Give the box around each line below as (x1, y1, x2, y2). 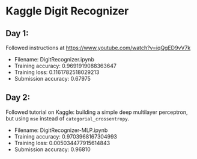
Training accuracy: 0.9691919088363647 (14, 62, 117, 69)
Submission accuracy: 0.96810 (14, 146, 91, 153)
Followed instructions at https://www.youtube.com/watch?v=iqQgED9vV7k (5, 44, 191, 51)
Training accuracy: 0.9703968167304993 (14, 132, 118, 140)
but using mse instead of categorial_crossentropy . (5, 114, 130, 122)
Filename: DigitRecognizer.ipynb (14, 56, 94, 63)
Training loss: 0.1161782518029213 (14, 69, 100, 76)
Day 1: (5, 28, 29, 39)
